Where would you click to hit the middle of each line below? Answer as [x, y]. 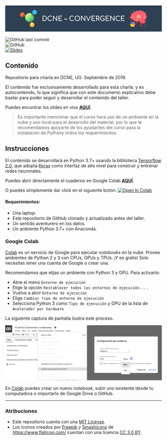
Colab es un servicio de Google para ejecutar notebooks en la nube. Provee [83, 252]
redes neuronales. [24, 171]
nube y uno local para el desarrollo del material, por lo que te [80, 122]
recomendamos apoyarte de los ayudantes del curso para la [79, 128]
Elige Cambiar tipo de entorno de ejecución [58, 298]
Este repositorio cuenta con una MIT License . [59, 422]
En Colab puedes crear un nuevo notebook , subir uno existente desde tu [79, 388]
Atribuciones [21, 411]
